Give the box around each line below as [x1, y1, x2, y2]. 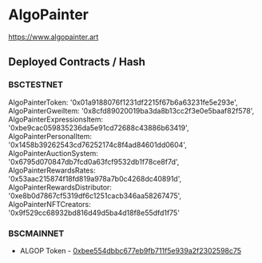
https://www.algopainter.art [8, 32, 99, 42]
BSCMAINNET [8, 228, 65, 239]
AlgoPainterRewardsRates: [8, 165, 96, 175]
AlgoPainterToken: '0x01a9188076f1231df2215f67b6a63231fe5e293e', [8, 98, 238, 107]
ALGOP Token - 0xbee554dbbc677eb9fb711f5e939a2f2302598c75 [19, 245, 242, 255]
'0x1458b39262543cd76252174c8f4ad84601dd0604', [8, 140, 188, 149]
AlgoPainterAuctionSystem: [8, 148, 98, 157]
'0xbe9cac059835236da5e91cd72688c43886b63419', [8, 122, 189, 133]
